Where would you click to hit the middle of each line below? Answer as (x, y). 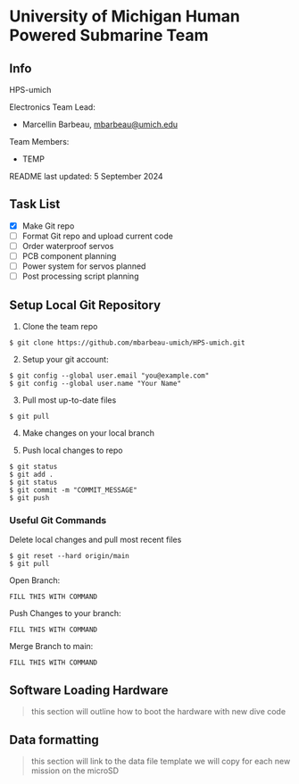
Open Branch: (35, 580)
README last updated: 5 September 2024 (86, 176)
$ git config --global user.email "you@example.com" (109, 376)
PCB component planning (69, 256)
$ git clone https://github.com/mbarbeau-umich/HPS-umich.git (127, 343)
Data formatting (54, 740)
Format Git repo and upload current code (98, 236)
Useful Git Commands (58, 520)
